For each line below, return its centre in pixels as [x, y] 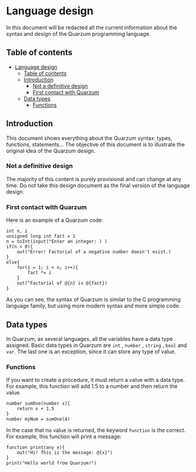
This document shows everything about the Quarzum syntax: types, [89, 138]
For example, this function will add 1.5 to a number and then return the [92, 386]
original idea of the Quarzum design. [51, 151]
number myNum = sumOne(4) [38, 419]
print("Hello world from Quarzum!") [51, 463]
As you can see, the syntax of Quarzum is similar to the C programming [94, 300]
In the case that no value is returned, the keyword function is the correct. [96, 430]
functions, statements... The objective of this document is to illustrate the [96, 144]
